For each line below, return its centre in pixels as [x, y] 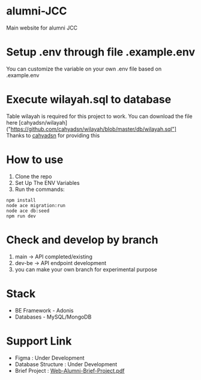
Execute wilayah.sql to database [89, 100]
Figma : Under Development [50, 358]
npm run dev [21, 216]
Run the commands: [40, 189]
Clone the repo [33, 176]
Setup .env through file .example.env [101, 52]
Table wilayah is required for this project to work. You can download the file [100, 116]
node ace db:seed [28, 211]
